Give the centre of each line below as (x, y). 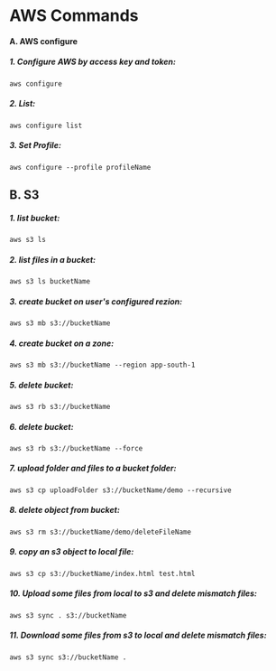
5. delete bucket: (41, 385)
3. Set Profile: (35, 145)
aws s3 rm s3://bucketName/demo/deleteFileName (101, 532)
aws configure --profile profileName (80, 167)
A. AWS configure (44, 41)
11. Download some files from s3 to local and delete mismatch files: (138, 635)
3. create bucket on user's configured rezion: (96, 301)
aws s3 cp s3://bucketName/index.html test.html (102, 573)
